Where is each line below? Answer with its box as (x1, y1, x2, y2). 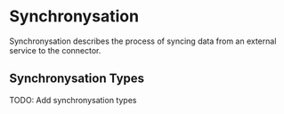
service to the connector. (9, 45, 101, 55)
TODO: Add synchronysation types (9, 94, 137, 105)
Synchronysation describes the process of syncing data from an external (9, 36, 277, 46)
